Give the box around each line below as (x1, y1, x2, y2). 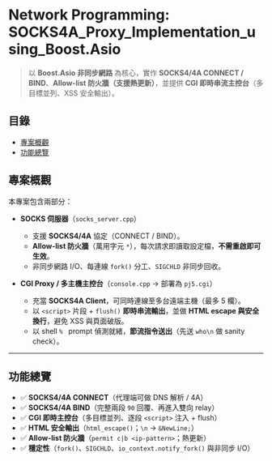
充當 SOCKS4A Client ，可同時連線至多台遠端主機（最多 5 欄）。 (32, 296, 245, 305)
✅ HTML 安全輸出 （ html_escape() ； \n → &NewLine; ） (19, 423, 198, 433)
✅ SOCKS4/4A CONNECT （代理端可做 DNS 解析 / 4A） (19, 393, 208, 403)
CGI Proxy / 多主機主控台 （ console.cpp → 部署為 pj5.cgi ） (19, 278, 217, 288)
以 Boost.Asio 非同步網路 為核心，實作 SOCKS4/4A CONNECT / (28, 67, 244, 78)
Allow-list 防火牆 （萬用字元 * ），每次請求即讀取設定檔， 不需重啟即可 (32, 241, 261, 250)
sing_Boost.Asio (8, 41, 121, 58)
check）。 (32, 336, 64, 346)
